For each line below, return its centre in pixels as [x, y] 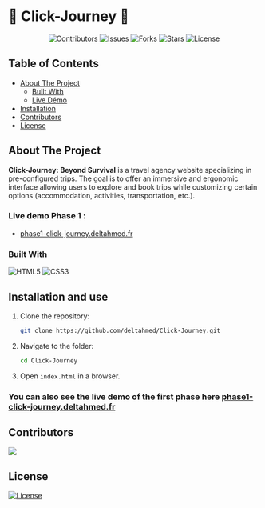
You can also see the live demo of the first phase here [114, 397]
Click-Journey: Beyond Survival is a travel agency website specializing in [130, 170]
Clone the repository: [55, 316]
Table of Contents [54, 64]
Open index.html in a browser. [70, 376]
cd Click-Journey [49, 360]
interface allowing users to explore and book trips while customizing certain [133, 186]
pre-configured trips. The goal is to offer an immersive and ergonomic [123, 178]
